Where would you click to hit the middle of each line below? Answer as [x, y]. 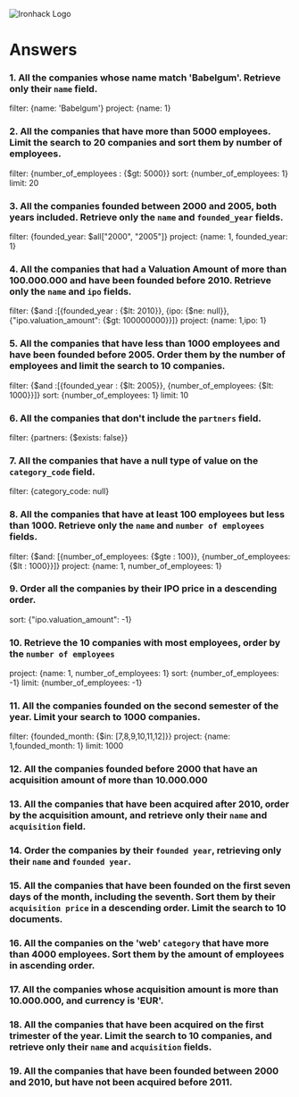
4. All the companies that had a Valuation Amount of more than [148, 269]
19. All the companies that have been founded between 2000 [144, 1070]
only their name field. [54, 89]
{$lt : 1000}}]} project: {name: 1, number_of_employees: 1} [116, 565]
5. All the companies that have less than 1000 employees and [145, 344]
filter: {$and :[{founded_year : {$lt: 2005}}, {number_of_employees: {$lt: [141, 385]
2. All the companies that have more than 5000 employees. [140, 131]
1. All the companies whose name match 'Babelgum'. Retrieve [145, 78]
